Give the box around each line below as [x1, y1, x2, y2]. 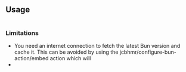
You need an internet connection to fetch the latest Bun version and [14, 42, 181, 50]
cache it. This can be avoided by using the [14, 48, 119, 55]
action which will [49, 55, 91, 62]
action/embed [14, 55, 49, 62]
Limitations [5, 29, 39, 37]
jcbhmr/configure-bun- [119, 48, 176, 55]
